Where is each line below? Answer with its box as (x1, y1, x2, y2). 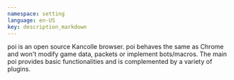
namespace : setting (7, 10, 65, 18)
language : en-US (7, 17, 55, 24)
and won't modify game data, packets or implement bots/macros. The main (7, 50, 227, 58)
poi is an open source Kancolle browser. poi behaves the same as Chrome (7, 43, 224, 51)
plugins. (7, 65, 30, 74)
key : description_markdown (7, 23, 87, 30)
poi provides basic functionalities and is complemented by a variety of (7, 58, 213, 66)
